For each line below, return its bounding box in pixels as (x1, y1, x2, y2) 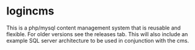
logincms (6, 4, 55, 18)
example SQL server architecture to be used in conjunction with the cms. (6, 37, 190, 44)
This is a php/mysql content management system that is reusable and (6, 24, 181, 31)
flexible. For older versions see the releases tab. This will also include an (6, 30, 188, 37)
